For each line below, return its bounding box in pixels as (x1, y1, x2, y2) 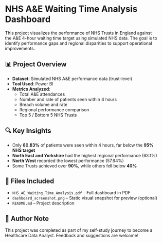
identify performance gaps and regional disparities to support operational (5, 40, 152, 46)
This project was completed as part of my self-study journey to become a (5, 227, 153, 233)
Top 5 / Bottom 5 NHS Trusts (19, 112, 77, 118)
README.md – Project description (12, 200, 74, 206)
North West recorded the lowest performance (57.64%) (12, 158, 124, 163)
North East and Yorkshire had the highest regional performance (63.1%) (12, 152, 157, 158)
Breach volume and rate (19, 101, 68, 107)
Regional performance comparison (19, 106, 89, 113)
